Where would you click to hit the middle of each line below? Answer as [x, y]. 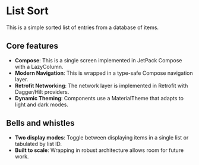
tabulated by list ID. [38, 144]
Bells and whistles [41, 123]
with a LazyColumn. [39, 66]
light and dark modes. [41, 104]
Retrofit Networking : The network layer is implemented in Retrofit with [101, 85]
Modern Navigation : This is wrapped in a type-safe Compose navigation [104, 73]
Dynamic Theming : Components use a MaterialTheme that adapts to [99, 98]
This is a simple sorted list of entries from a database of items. [83, 27]
